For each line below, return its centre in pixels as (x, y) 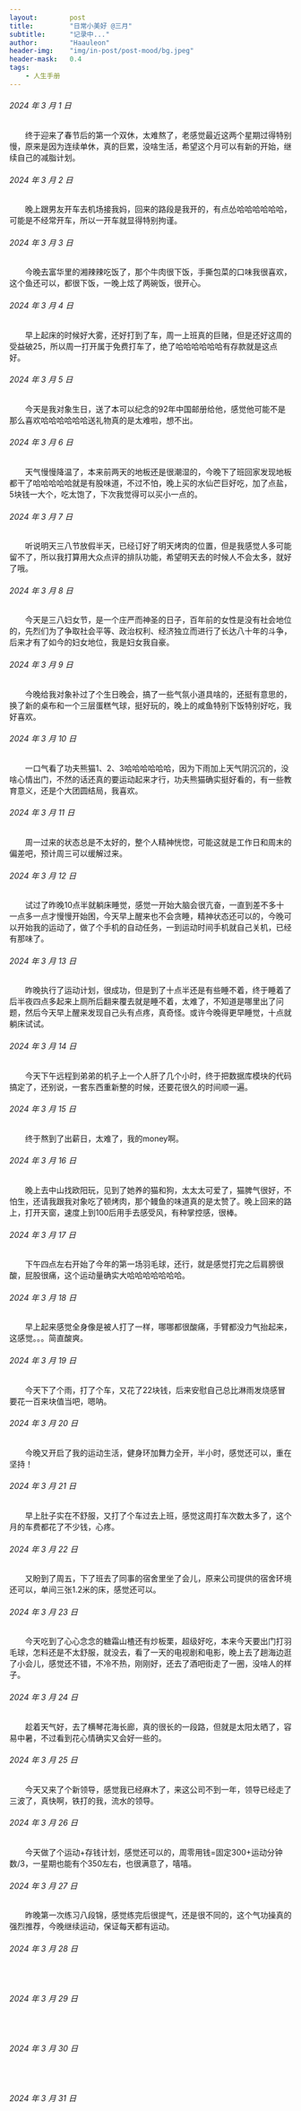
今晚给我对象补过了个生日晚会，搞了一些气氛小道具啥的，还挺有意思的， (159, 694)
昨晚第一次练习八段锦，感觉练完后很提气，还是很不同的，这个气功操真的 (159, 1916)
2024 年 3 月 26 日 (44, 1823)
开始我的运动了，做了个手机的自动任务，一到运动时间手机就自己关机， (146, 928)
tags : (19, 68)
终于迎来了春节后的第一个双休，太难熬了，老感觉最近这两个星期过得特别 (159, 134)
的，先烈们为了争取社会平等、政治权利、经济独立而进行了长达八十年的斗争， (150, 631)
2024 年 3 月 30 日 (44, 2048)
